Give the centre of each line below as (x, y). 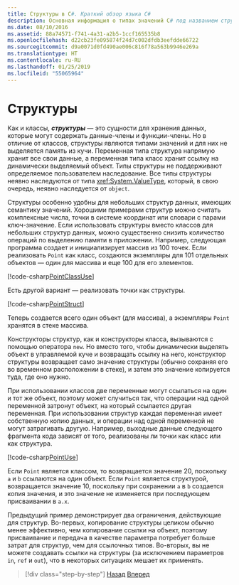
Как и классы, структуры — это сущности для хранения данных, (107, 128)
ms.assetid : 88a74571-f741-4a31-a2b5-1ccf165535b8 (84, 34)
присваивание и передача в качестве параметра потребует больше (111, 538)
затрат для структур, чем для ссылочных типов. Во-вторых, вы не (108, 545)
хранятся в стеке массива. (48, 326)
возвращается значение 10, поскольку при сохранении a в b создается (116, 486)
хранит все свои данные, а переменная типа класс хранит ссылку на (113, 159)
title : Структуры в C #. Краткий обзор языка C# (79, 14)
